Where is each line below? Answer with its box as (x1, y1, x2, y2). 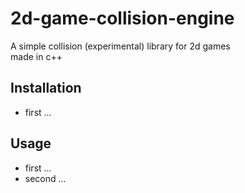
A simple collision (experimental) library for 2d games (10, 40, 231, 52)
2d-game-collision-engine (10, 7, 235, 30)
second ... (24, 172, 67, 184)
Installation (10, 80, 82, 97)
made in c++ (10, 50, 63, 62)
